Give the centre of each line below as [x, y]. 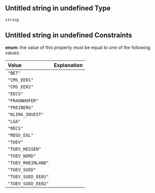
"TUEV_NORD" [22, 156]
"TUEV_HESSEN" [25, 149]
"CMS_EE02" [21, 87]
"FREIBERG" [21, 107]
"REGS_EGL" [21, 135]
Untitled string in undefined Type [58, 8]
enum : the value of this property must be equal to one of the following [78, 47]
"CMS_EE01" [21, 80]
